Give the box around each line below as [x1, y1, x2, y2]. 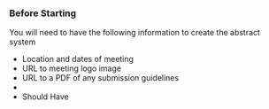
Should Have [21, 91, 69, 102]
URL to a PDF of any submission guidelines [21, 73, 180, 83]
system [9, 36, 36, 47]
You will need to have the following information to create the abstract [9, 27, 261, 38]
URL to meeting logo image [21, 63, 122, 74]
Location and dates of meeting [21, 54, 134, 65]
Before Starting [9, 7, 77, 19]
